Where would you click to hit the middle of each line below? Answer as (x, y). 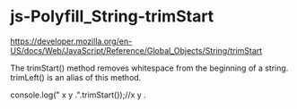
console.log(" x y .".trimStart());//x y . (78, 95)
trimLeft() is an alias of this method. (76, 77)
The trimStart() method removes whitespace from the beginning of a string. (149, 68)
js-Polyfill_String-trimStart (112, 17)
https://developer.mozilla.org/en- (71, 41)
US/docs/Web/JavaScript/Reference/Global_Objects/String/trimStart (136, 50)
